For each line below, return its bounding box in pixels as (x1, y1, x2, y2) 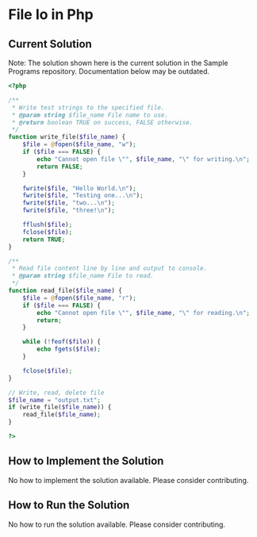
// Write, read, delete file (8, 389, 105, 397)
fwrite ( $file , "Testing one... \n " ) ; (22, 192, 144, 200)
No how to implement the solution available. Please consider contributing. (8, 475, 249, 485)
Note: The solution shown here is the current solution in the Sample (8, 58, 228, 67)
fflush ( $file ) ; (22, 221, 73, 228)
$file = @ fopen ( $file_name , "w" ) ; (22, 140, 136, 148)
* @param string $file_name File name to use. (11, 111, 169, 119)
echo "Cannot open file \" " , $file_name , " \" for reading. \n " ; (36, 309, 250, 316)
